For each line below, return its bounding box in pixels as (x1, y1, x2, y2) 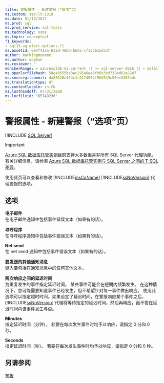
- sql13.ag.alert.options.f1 (5, 43, 64, 48)
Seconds (5, 338, 23, 343)
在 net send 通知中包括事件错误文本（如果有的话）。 (5, 249, 109, 254)
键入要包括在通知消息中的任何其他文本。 (5, 265, 86, 271)
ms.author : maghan (5, 57, 42, 62)
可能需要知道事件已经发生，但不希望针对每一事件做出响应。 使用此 (21, 288, 156, 293)
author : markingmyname (5, 52, 51, 58)
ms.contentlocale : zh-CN (5, 84, 56, 89)
